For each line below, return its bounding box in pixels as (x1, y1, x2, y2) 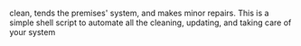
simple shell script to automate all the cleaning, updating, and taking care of (9, 17, 292, 28)
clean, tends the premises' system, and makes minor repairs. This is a (9, 8, 269, 18)
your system (9, 27, 56, 37)
